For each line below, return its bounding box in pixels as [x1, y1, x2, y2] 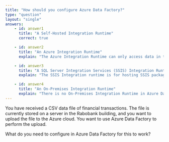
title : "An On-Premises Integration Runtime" [18, 86, 116, 91]
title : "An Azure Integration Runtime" [18, 49, 102, 55]
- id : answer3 [14, 63, 44, 68]
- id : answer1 [14, 26, 44, 31]
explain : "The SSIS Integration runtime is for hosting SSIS [18, 73, 150, 78]
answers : [5, 21, 24, 27]
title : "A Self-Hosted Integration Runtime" [18, 31, 114, 36]
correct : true [18, 36, 49, 41]
